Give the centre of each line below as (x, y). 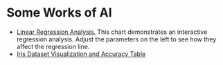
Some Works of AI (59, 13)
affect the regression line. (53, 46)
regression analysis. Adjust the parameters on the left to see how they (116, 39)
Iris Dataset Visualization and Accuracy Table (81, 54)
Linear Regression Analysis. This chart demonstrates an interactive (112, 32)
